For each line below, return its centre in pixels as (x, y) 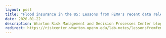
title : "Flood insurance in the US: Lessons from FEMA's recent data (78, 14)
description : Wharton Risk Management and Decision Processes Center (78, 23)
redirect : (15, 28)
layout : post (19, 10)
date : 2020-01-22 (23, 19)
